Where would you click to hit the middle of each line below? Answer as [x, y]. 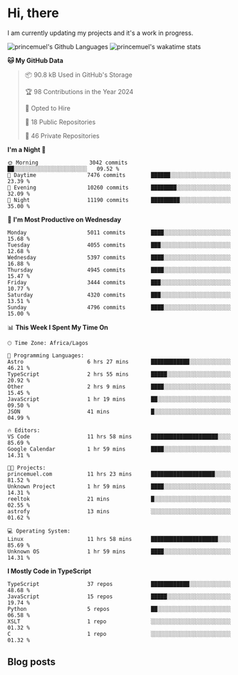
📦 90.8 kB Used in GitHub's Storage [79, 74]
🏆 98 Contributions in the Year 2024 [79, 91]
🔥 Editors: [24, 430]
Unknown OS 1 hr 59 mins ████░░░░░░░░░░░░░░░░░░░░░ [119, 551]
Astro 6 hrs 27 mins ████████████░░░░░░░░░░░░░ [119, 361]
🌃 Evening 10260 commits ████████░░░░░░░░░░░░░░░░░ [119, 187]
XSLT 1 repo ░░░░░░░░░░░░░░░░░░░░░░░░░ [119, 622]
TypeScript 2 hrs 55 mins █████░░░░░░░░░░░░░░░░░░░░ [119, 374]
